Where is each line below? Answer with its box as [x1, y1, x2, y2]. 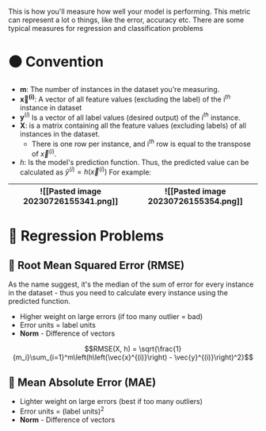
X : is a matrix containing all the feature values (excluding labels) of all [19, 121, 247, 130]
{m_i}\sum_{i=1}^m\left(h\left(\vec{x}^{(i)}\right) [13, 352, 168, 362]
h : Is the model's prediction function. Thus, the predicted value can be [19, 157, 249, 167]
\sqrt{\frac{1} [139, 344, 182, 354]
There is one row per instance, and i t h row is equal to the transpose [31, 138, 252, 148]
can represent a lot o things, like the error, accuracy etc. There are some [8, 15, 245, 25]
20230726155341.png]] [23, 196, 119, 207]
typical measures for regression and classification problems [8, 24, 203, 33]
